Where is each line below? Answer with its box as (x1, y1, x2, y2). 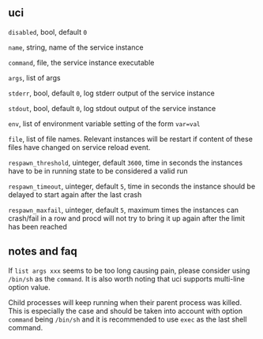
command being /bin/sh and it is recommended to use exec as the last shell (8, 315, 247, 324)
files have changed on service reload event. (8, 142, 151, 152)
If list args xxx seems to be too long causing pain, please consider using (8, 266, 250, 275)
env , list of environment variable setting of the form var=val (8, 118, 201, 129)
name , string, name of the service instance (8, 43, 144, 52)
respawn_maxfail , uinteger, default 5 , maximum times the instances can (8, 205, 239, 214)
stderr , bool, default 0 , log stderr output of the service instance (8, 88, 215, 98)
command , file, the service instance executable (8, 58, 155, 67)
